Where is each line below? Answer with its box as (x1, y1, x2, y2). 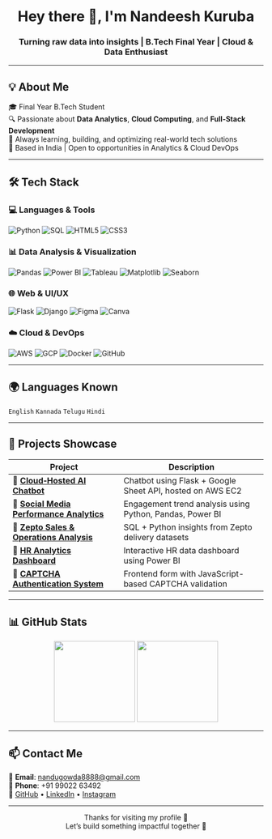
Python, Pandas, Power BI (123, 508, 222, 519)
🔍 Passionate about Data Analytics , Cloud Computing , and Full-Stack (8, 114, 246, 124)
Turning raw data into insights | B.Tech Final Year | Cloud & (19, 36, 253, 48)
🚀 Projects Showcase (8, 437, 117, 451)
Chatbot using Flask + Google (123, 475, 236, 486)
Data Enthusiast (104, 46, 168, 57)
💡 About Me (8, 80, 70, 94)
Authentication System (12, 578, 104, 590)
